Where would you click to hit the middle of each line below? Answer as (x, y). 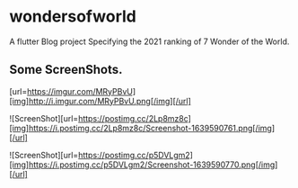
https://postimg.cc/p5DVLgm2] (135, 155)
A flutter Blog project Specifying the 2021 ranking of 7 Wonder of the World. (149, 41)
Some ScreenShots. (66, 70)
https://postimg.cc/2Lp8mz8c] (134, 118)
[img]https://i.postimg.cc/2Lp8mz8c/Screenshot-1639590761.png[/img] (142, 128)
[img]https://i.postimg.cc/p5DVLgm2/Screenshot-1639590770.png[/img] (144, 165)
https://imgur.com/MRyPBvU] (81, 91)
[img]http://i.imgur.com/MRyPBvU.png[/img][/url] (100, 101)
